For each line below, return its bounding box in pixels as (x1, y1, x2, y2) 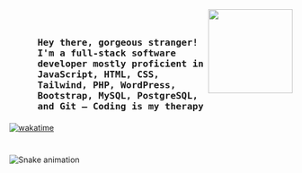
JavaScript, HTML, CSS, (37, 69, 160, 80)
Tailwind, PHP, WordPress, (37, 80, 177, 91)
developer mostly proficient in (37, 58, 204, 70)
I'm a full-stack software (37, 48, 177, 59)
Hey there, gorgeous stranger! (37, 37, 199, 48)
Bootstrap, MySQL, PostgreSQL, (37, 90, 199, 101)
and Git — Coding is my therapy (37, 100, 204, 112)
